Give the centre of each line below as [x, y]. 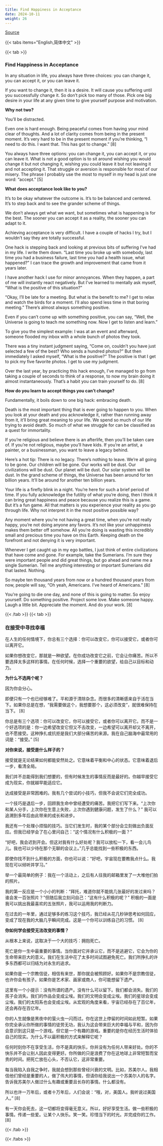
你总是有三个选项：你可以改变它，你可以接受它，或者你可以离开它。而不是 [79, 721]
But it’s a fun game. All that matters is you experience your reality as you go [81, 505]
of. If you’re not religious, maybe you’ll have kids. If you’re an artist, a [74, 445]
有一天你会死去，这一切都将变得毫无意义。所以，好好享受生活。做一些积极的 [81, 1108]
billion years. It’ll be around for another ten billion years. [61, 480]
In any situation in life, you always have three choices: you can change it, [78, 75]
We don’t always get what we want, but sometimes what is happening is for [81, 213]
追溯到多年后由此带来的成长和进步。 [41, 815]
